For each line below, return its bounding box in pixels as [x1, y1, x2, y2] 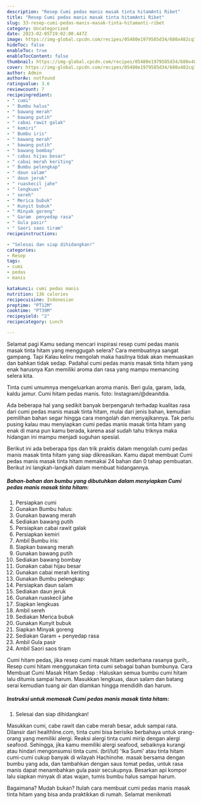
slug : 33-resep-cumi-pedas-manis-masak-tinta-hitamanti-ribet [7, 20, 165, 26]
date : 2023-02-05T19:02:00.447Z [7, 31, 87, 37]
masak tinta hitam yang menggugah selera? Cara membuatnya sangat [7, 347, 179, 354]
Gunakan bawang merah [15, 512, 76, 519]
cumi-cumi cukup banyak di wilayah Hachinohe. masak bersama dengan [7, 753, 185, 761]
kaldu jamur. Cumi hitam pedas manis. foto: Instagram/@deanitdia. [7, 390, 171, 397]
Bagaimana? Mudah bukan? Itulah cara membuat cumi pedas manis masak [7, 784, 190, 791]
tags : [7, 258, 20, 264]
